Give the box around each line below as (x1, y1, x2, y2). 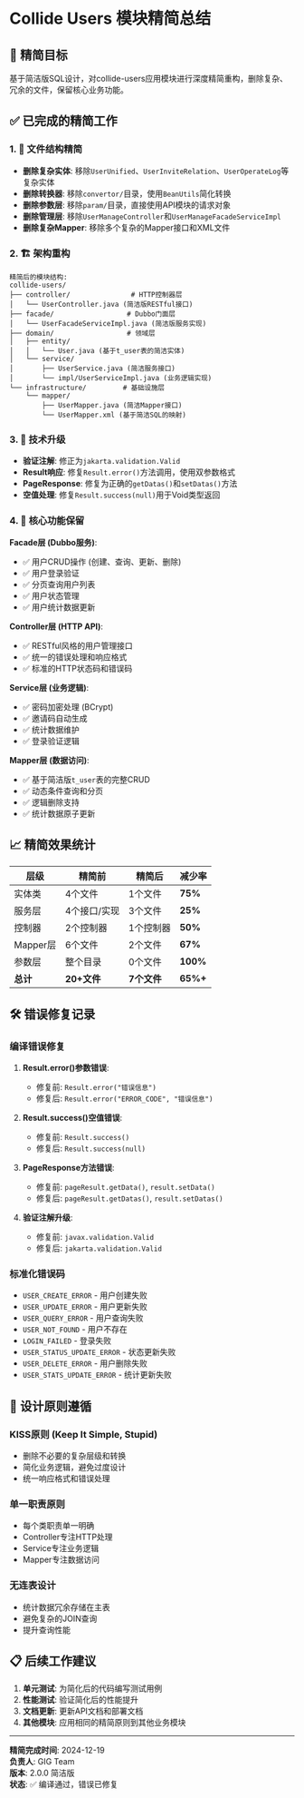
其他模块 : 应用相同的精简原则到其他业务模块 (22, 1717, 186, 1728)
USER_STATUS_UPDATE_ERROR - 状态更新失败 (22, 1347, 176, 1358)
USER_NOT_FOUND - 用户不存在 (22, 1324, 128, 1335)
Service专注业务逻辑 (22, 1543, 100, 1554)
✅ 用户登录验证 (22, 567, 80, 578)
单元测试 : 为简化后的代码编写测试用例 (22, 1683, 163, 1694)
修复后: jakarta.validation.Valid (35, 1243, 163, 1253)
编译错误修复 (9, 1040, 66, 1053)
